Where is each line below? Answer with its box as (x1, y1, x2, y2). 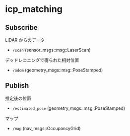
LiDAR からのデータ (5, 37, 45, 43)
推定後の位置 (5, 95, 31, 101)
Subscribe (5, 23, 38, 32)
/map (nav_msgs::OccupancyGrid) (12, 125, 81, 131)
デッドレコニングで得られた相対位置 (5, 57, 79, 63)
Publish (5, 81, 29, 90)
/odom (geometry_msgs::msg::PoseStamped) (12, 67, 103, 73)
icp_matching (5, 3, 63, 15)
